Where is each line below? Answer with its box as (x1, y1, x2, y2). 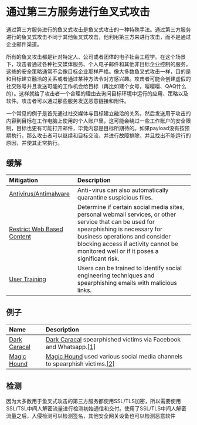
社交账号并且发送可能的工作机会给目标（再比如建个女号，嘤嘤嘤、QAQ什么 (6, 82, 187, 89)
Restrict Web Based (9, 225, 63, 233)
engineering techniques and (77, 271, 155, 280)
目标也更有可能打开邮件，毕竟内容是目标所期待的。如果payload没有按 (16, 124, 185, 131)
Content (9, 232, 31, 240)
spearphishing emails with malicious (77, 278, 177, 287)
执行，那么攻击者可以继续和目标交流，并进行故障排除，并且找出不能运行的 (11, 132, 191, 139)
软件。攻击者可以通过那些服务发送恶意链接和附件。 (6, 97, 130, 104)
